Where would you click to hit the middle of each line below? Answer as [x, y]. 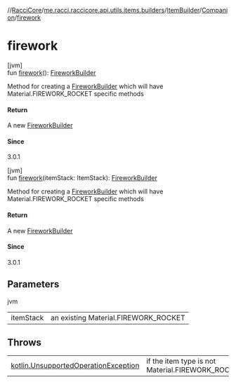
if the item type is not [181, 362]
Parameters [33, 284]
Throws [25, 342]
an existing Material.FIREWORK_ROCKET [118, 317]
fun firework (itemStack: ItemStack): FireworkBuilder [83, 178]
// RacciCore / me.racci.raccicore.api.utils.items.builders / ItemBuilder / [105, 10]
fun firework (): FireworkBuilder [52, 72]
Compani [215, 10]
